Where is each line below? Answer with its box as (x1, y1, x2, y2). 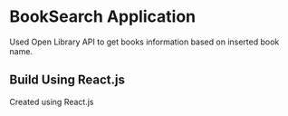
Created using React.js (9, 96, 94, 107)
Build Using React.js (9, 72, 125, 88)
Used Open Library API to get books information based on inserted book (9, 36, 280, 47)
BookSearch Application (9, 6, 197, 27)
